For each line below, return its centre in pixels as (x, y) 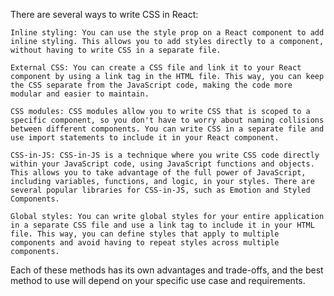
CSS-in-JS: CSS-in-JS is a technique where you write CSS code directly (165, 155)
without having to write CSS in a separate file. (116, 50)
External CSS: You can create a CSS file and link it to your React (156, 68)
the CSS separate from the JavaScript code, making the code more (151, 85)
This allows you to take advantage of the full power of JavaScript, (158, 173)
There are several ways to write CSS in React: (104, 14)
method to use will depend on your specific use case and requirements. (158, 280)
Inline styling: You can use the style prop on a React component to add (167, 33)
